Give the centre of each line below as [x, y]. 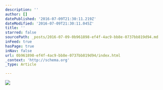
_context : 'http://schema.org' [37, 60]
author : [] [16, 14]
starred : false [21, 32]
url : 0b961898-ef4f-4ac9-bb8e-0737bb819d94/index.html [63, 55]
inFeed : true [19, 42]
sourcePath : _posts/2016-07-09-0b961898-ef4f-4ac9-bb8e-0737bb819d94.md [82, 37]
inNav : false [19, 51]
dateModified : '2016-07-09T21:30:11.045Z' [50, 23]
